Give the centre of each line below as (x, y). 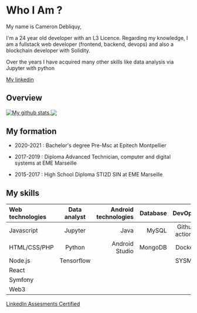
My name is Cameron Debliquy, (44, 26)
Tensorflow (75, 261)
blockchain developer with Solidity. (48, 50)
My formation (31, 131)
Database (153, 214)
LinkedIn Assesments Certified (43, 304)
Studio (125, 251)
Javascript (23, 231)
